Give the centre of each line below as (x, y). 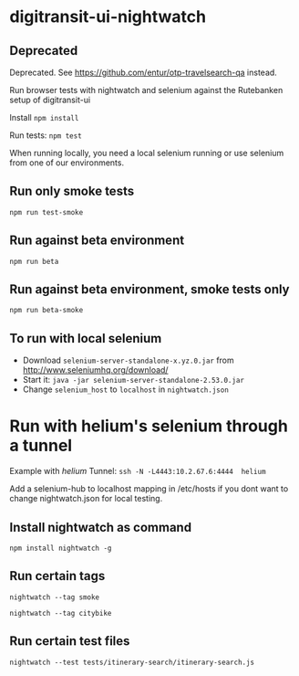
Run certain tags (57, 576)
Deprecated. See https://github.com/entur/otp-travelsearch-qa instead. (144, 72)
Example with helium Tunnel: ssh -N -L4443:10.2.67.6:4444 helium (138, 471)
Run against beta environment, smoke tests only (149, 290)
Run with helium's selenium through (149, 426)
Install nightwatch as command (101, 527)
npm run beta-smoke (46, 311)
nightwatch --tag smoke (55, 597)
